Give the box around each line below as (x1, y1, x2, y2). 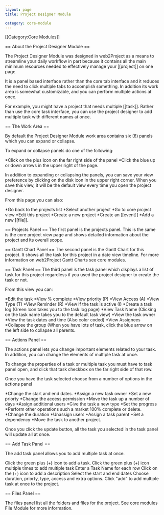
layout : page (5, 7, 32, 12)
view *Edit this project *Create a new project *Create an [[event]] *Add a (5, 212, 154, 218)
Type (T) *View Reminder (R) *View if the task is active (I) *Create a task (5, 301, 153, 307)
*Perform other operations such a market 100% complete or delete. (5, 406, 142, 412)
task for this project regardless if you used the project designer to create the (5, 272, 159, 278)
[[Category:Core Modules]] (5, 34, 60, 40)
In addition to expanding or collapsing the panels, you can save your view (5, 172, 153, 178)
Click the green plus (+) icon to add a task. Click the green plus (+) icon (5, 460, 149, 466)
